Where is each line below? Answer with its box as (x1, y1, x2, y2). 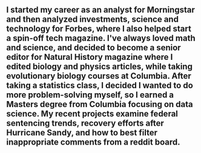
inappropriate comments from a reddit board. (6, 137, 180, 148)
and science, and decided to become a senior (6, 42, 181, 53)
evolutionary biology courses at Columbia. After (6, 71, 192, 81)
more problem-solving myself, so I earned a (6, 90, 174, 100)
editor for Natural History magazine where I (6, 52, 173, 62)
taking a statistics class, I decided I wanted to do (6, 80, 194, 91)
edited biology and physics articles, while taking (6, 62, 193, 72)
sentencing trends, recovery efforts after (6, 118, 165, 129)
